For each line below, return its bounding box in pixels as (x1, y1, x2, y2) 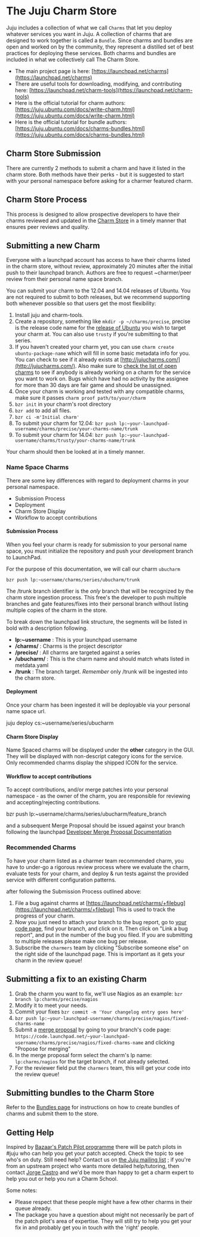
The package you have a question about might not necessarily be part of (14, 1211, 194, 1218)
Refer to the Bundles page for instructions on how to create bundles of (6, 1104, 180, 1111)
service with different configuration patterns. (6, 876, 116, 883)
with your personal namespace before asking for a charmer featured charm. (6, 177, 193, 184)
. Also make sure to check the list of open (75, 363, 177, 370)
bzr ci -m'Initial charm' (14, 415, 79, 421)
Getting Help (6, 1127, 54, 1138)
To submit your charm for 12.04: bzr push (14, 420, 117, 427)
